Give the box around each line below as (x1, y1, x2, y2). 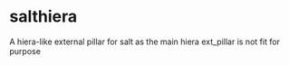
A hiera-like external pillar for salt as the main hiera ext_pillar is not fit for (9, 36, 281, 47)
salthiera (9, 6, 78, 27)
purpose (9, 45, 41, 56)
